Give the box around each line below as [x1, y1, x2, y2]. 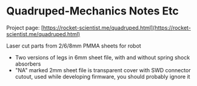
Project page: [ [6, 24, 44, 31]
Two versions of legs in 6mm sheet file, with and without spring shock [15, 54, 190, 61]
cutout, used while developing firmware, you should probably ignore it [15, 73, 190, 80]
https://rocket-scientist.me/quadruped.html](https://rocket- [42, 24, 191, 31]
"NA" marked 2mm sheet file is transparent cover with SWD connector [15, 66, 191, 73]
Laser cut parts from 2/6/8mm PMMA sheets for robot [6, 42, 141, 49]
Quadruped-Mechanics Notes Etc [6, 4, 179, 18]
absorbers [15, 60, 41, 67]
